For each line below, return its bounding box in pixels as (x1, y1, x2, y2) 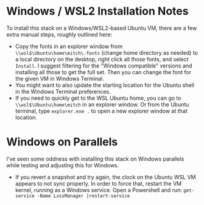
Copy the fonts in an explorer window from (15, 43, 123, 50)
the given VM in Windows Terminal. (15, 75, 105, 82)
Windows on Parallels (6, 135, 118, 149)
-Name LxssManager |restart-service (37, 193, 130, 199)
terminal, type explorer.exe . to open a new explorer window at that (15, 107, 188, 114)
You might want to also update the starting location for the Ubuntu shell (15, 81, 195, 89)
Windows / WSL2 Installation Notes (6, 4, 189, 18)
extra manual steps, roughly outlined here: (6, 30, 113, 38)
